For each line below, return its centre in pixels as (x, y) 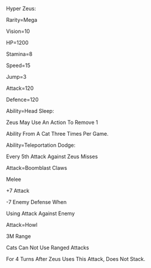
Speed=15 (18, 65)
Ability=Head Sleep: (30, 111)
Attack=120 (20, 88)
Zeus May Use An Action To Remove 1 (52, 122)
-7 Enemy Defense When (36, 202)
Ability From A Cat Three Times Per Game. (57, 134)
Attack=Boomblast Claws (37, 168)
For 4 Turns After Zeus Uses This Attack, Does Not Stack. (76, 259)
